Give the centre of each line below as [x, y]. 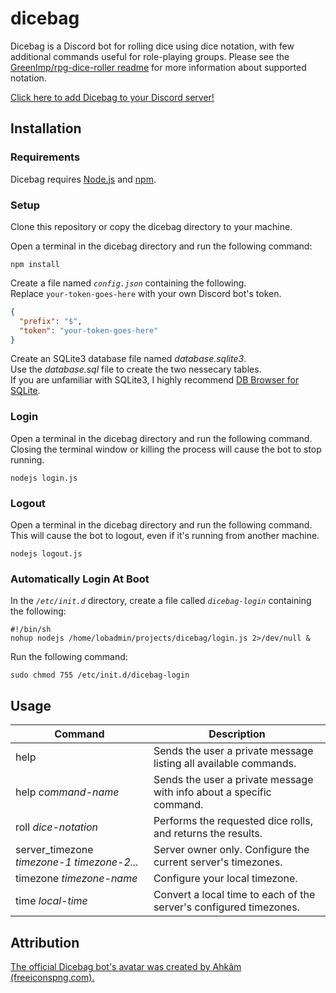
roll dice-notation [56, 827]
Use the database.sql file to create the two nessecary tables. [136, 369]
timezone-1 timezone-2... [77, 862]
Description [237, 734]
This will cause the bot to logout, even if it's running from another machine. [165, 536]
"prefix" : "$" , [51, 321]
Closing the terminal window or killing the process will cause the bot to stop [166, 449]
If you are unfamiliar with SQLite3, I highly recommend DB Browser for [155, 380]
